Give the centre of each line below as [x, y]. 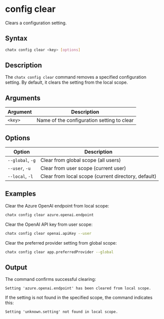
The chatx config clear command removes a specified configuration [76, 77]
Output [16, 267]
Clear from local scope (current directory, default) [98, 176]
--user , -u [19, 168]
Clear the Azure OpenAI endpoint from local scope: [57, 206]
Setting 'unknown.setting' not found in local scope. [62, 312]
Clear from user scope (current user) [83, 168]
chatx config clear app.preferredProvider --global [59, 252]
